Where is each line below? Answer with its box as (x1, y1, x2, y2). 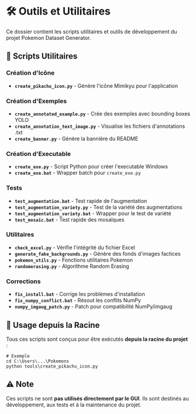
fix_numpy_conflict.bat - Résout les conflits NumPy (14, 297, 142, 304)
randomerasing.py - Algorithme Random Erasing (14, 262, 130, 270)
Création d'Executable (6, 150, 71, 158)
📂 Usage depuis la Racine (6, 320, 100, 330)
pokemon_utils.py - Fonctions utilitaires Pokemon (14, 256, 133, 263)
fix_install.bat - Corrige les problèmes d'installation (14, 291, 145, 298)
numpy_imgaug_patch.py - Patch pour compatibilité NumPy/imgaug (14, 303, 173, 310)
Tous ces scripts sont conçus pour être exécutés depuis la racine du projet (6, 335, 188, 342)
